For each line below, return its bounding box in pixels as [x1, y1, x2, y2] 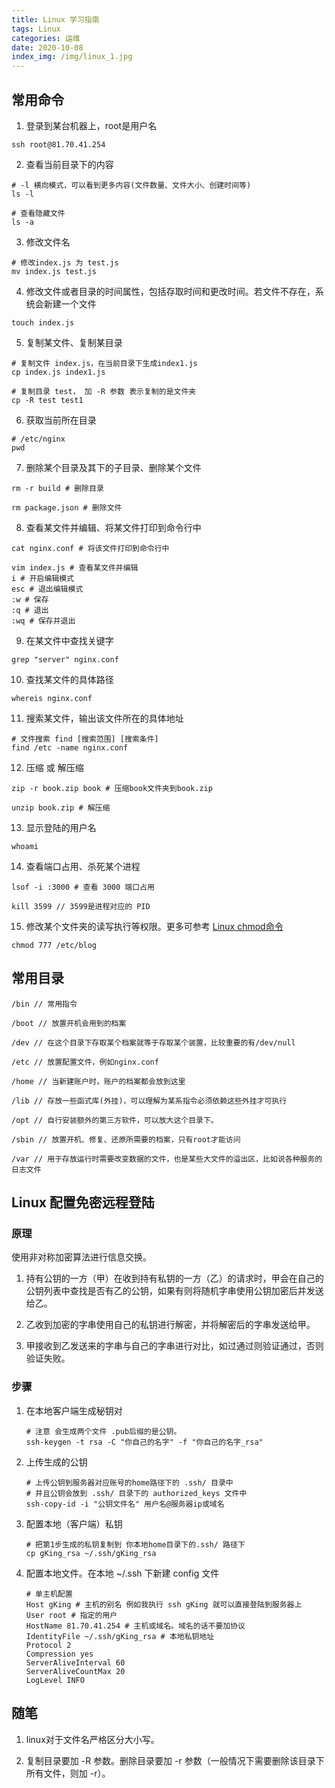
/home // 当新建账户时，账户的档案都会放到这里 [11, 1076, 186, 1086]
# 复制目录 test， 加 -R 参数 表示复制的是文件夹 [11, 386, 197, 396]
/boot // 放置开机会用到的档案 [11, 1018, 127, 1028]
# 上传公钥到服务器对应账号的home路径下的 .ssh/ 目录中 [25, 1477, 234, 1488]
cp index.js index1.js [11, 367, 106, 377]
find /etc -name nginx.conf [11, 742, 129, 753]
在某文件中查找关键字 [25, 634, 114, 646]
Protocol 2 [25, 1640, 72, 1650]
